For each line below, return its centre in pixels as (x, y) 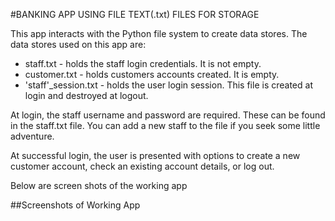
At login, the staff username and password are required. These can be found (168, 115)
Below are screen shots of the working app (99, 185)
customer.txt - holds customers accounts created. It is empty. (152, 74)
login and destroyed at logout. (86, 95)
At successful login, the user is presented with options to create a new (155, 155)
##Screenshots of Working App (75, 205)
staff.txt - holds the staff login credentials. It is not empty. (143, 63)
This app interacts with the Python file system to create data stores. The (159, 33)
